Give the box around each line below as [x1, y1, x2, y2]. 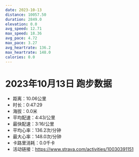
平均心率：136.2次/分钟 [12, 127, 61, 133]
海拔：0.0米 [12, 108, 38, 114]
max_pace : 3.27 [5, 41, 38, 46]
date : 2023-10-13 [5, 7, 42, 13]
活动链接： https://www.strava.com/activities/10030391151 [12, 146, 134, 152]
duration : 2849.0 [5, 17, 42, 22]
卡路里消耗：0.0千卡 [12, 140, 55, 146]
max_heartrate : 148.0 [5, 50, 51, 55]
